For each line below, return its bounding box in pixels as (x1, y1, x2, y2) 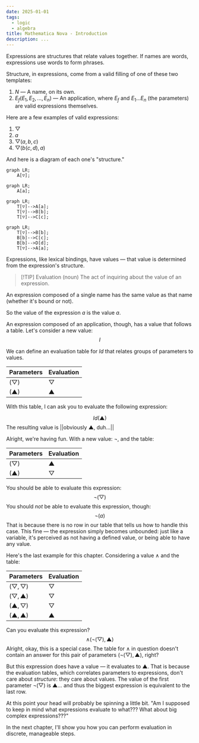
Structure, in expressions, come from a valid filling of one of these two (6, 71, 178, 77)
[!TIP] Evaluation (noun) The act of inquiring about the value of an (20, 273, 182, 280)
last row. (6, 688, 27, 695)
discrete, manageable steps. (6, 730, 76, 737)
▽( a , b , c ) (14, 138, 39, 145)
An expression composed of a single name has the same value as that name (6, 291, 192, 298)
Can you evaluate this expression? (6, 626, 90, 633)
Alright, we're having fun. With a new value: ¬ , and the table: (6, 435, 154, 442)
